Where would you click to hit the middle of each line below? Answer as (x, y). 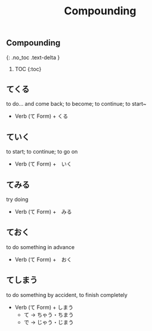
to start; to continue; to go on (42, 152)
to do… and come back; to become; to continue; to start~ (77, 104)
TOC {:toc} (28, 69)
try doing (17, 200)
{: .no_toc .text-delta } (33, 57)
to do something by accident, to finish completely (67, 295)
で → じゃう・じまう (49, 322)
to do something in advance (41, 247)
